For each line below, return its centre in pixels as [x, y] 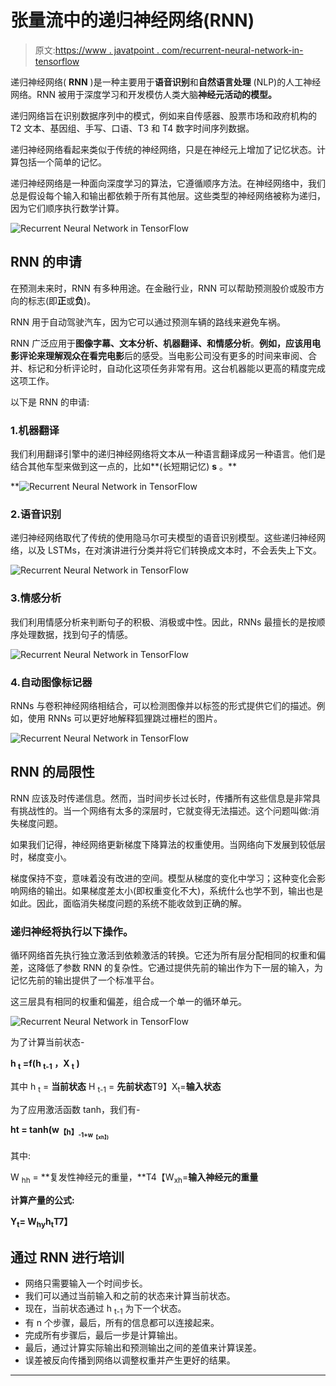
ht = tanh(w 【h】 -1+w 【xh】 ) [60, 1132]
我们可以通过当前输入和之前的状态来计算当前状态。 [130, 1296]
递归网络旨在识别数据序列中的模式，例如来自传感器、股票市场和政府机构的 [163, 115]
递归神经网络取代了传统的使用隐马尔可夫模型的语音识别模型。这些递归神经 [163, 538]
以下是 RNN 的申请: [50, 402]
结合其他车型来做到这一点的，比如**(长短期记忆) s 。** [123, 467]
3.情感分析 [36, 598]
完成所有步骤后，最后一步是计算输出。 [103, 1335]
